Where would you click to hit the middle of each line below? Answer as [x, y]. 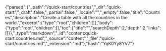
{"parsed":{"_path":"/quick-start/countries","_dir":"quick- [63, 7]
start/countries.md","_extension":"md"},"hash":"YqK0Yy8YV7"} [70, 43]
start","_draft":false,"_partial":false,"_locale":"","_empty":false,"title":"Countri [83, 12]
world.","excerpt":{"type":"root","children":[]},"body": [59, 23]
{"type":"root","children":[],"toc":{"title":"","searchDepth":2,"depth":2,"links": [83, 28]
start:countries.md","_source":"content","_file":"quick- [60, 38]
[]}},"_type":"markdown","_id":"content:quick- [52, 33]
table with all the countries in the [94, 17]
